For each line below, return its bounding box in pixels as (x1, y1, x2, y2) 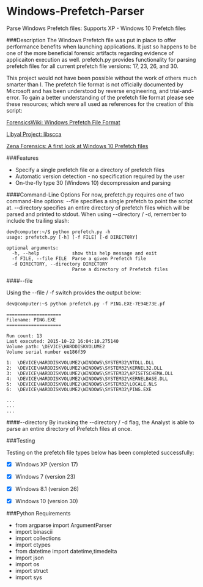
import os (15, 561, 40, 568)
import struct (15, 567, 48, 575)
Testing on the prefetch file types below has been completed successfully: (6, 449, 194, 456)
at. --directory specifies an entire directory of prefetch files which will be (6, 204, 190, 211)
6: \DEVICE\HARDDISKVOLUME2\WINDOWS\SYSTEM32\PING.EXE (6, 386, 152, 392)
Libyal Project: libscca (6, 130, 62, 138)
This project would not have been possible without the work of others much (6, 74, 197, 81)
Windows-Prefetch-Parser (6, 4, 145, 18)
